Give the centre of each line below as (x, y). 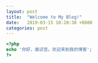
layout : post (22, 11)
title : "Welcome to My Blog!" (44, 17)
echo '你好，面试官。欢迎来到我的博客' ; (49, 50)
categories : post (27, 28)
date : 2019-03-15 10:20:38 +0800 (49, 22)
